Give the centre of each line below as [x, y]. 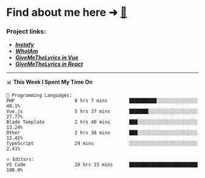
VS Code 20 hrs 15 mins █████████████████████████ [102, 165]
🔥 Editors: [20, 160]
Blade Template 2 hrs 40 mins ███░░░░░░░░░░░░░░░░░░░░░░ [102, 122]
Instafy [25, 44]
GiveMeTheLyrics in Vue [47, 58]
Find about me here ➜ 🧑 [67, 12]
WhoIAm [27, 51]
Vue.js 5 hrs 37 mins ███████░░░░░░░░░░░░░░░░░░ [102, 112]
